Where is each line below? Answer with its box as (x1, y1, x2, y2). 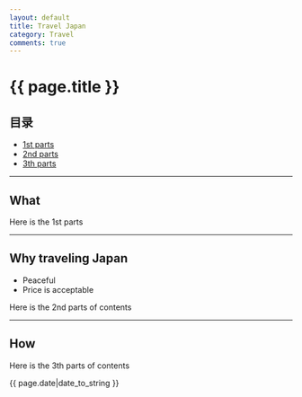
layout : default (9, 13, 70, 22)
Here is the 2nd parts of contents (9, 302, 132, 313)
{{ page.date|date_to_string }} (9, 377, 120, 388)
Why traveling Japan (9, 251, 129, 266)
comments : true (9, 38, 67, 48)
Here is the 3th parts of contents (9, 360, 130, 371)
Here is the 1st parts (9, 216, 84, 227)
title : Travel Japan (9, 22, 87, 31)
